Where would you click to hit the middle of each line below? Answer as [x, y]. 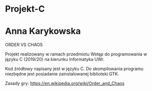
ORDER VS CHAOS [24, 45]
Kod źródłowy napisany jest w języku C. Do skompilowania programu [74, 69]
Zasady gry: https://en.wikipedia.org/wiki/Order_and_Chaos [65, 83]
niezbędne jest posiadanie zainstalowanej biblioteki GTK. [62, 74]
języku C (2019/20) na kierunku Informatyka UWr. [55, 59]
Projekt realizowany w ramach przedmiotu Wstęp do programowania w [76, 54]
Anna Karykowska [43, 31]
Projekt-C [25, 9]
